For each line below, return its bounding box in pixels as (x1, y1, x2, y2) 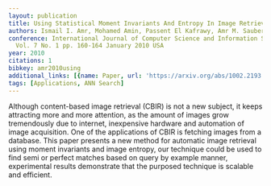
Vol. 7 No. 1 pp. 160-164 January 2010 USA (15, 42, 164, 50)
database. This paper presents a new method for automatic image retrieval (8, 135, 256, 145)
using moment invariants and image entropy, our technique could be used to (8, 144, 262, 154)
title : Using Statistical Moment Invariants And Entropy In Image (8, 19, 236, 27)
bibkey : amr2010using (8, 64, 81, 72)
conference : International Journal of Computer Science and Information (8, 34, 258, 43)
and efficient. (8, 170, 52, 180)
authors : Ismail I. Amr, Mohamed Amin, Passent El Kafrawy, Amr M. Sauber (8, 27, 265, 35)
